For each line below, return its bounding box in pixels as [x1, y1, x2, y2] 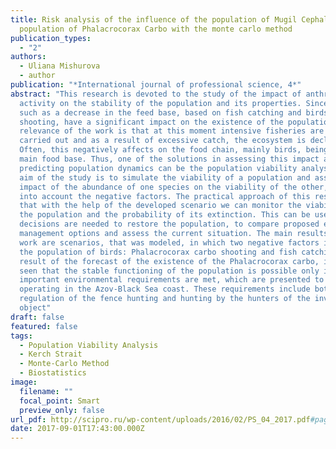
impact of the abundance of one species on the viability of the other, [19, 182, 329, 192]
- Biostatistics [19, 368, 87, 378]
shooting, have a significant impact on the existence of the [19, 117, 284, 127]
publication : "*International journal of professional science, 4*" [10, 80, 302, 90]
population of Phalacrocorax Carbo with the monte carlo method [19, 24, 293, 34]
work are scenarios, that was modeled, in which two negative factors [19, 237, 320, 248]
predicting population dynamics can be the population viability [19, 163, 298, 173]
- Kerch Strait [19, 349, 83, 360]
